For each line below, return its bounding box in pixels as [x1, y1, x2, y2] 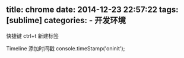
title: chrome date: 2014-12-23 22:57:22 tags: [6, 5, 179, 15]
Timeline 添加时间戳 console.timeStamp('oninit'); [6, 44, 125, 52]
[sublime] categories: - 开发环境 [6, 15, 126, 25]
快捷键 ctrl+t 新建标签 [6, 32, 59, 39]
